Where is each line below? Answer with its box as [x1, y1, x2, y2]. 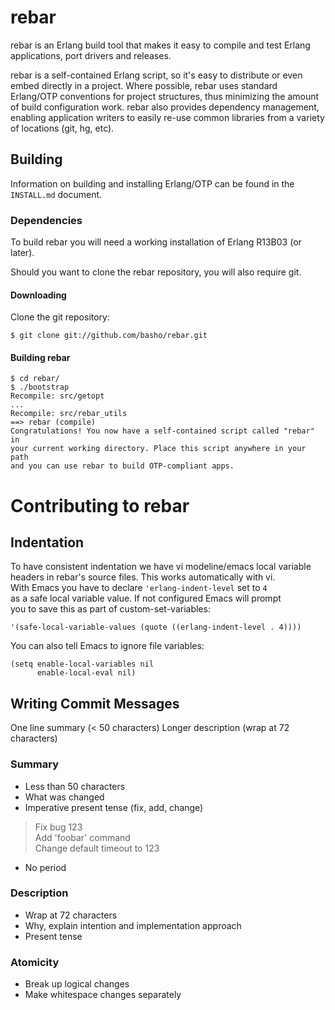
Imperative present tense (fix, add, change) [24, 801, 204, 813]
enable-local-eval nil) [36, 668, 137, 678]
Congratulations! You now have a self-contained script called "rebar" [10, 426, 315, 436]
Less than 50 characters [24, 780, 126, 792]
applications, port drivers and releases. [10, 49, 172, 61]
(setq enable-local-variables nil [10, 659, 155, 670]
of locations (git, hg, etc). [10, 122, 115, 134]
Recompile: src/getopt [10, 391, 105, 401]
